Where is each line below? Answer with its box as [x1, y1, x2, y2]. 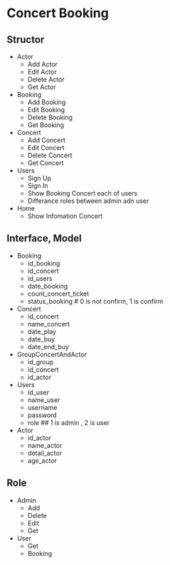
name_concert [27, 319, 70, 328]
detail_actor [27, 449, 62, 457]
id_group [27, 357, 54, 366]
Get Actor [27, 83, 56, 91]
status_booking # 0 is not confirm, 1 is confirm [27, 296, 164, 305]
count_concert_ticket [27, 289, 90, 298]
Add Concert [27, 136, 65, 144]
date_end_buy [27, 342, 69, 351]
